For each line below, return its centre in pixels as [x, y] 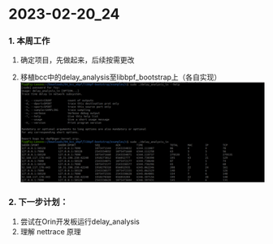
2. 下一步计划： [39, 202]
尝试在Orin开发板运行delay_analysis [80, 221]
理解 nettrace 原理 [50, 231]
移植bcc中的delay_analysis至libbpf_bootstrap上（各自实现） [121, 77]
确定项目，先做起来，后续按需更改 [77, 60]
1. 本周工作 [29, 41]
